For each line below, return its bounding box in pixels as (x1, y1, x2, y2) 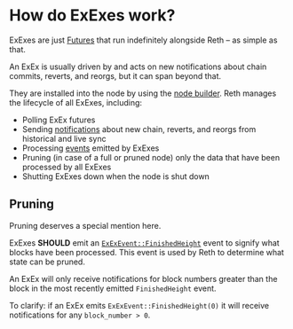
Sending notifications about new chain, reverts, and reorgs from (21, 123, 257, 134)
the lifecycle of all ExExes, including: (9, 97, 143, 107)
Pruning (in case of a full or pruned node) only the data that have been (21, 152, 281, 162)
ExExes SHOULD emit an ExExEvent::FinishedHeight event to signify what (9, 237, 280, 248)
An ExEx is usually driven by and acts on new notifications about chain (9, 61, 267, 72)
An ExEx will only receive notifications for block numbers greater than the (9, 273, 278, 284)
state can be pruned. (9, 256, 86, 267)
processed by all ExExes (21, 161, 112, 172)
